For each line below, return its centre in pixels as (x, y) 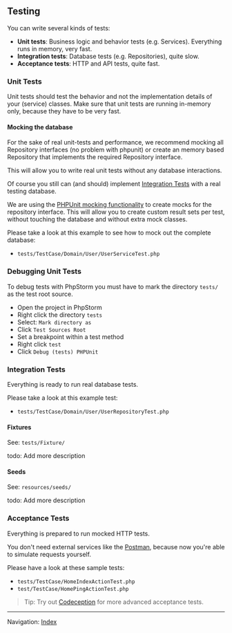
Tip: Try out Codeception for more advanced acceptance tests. (114, 602)
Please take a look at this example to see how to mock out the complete (109, 233)
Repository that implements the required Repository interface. (95, 157)
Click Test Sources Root (51, 329)
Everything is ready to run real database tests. (73, 384)
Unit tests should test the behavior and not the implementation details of (110, 97)
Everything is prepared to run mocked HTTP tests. (78, 533)
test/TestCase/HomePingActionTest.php (73, 589)
